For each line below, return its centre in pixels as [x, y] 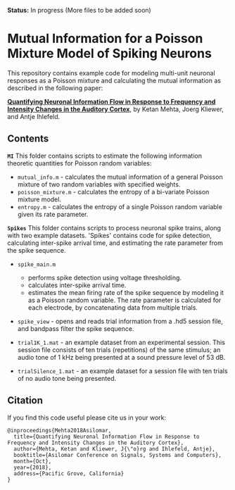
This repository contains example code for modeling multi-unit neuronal [112, 73]
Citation [25, 401]
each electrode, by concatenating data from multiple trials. [113, 307]
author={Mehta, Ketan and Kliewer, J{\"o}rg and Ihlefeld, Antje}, [115, 449]
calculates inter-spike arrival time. [77, 285]
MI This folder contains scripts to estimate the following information [105, 156]
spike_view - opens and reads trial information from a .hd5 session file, [120, 321]
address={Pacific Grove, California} [69, 473]
